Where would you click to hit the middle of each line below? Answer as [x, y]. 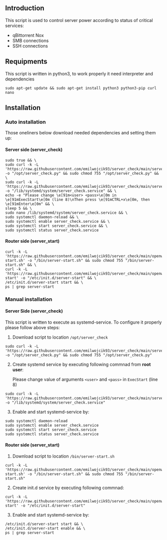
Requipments [26, 62]
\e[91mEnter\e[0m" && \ [30, 204]
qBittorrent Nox [28, 35]
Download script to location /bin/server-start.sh [63, 456]
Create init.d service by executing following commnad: [68, 488]
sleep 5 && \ [19, 208]
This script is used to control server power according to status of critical [79, 20]
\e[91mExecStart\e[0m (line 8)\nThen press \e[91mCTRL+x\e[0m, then [78, 199]
